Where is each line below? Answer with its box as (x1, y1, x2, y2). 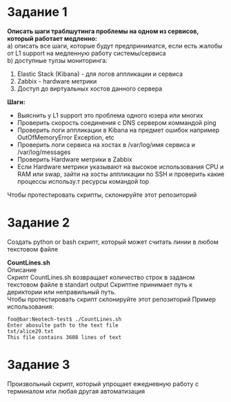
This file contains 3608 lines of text (7, 334, 122, 341)
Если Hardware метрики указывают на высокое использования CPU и (17, 162, 224, 171)
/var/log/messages (17, 148, 71, 156)
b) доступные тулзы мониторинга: (7, 56, 108, 64)
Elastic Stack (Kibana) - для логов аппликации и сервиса (17, 70, 183, 78)
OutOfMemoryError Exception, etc (17, 133, 115, 142)
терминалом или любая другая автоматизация (7, 387, 145, 395)
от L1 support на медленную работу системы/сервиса (7, 49, 167, 57)
